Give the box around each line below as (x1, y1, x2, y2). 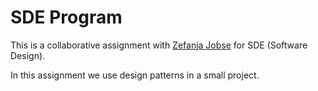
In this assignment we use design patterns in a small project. (10, 69, 260, 81)
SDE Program (10, 6, 123, 29)
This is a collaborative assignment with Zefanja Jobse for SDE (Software (10, 39, 308, 51)
